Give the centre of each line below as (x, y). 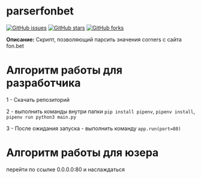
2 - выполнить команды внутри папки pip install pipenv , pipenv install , (100, 111)
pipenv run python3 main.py (41, 117)
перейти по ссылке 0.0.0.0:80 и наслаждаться (65, 169)
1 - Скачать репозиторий (38, 99)
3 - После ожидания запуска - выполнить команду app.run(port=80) (94, 128)
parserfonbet (40, 11)
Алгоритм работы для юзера (82, 153)
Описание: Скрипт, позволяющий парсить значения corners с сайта (94, 39)
